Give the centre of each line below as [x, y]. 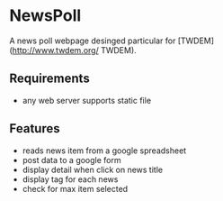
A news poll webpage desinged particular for [93, 41]
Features [35, 128]
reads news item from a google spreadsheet [104, 151]
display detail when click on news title [93, 169]
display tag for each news [70, 179]
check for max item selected [75, 188]
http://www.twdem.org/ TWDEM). [74, 50]
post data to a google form [71, 160]
